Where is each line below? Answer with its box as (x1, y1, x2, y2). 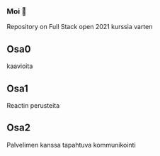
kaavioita (6, 62, 33, 70)
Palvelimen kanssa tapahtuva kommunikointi (6, 140, 136, 149)
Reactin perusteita (6, 101, 60, 109)
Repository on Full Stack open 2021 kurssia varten (6, 23, 153, 31)
